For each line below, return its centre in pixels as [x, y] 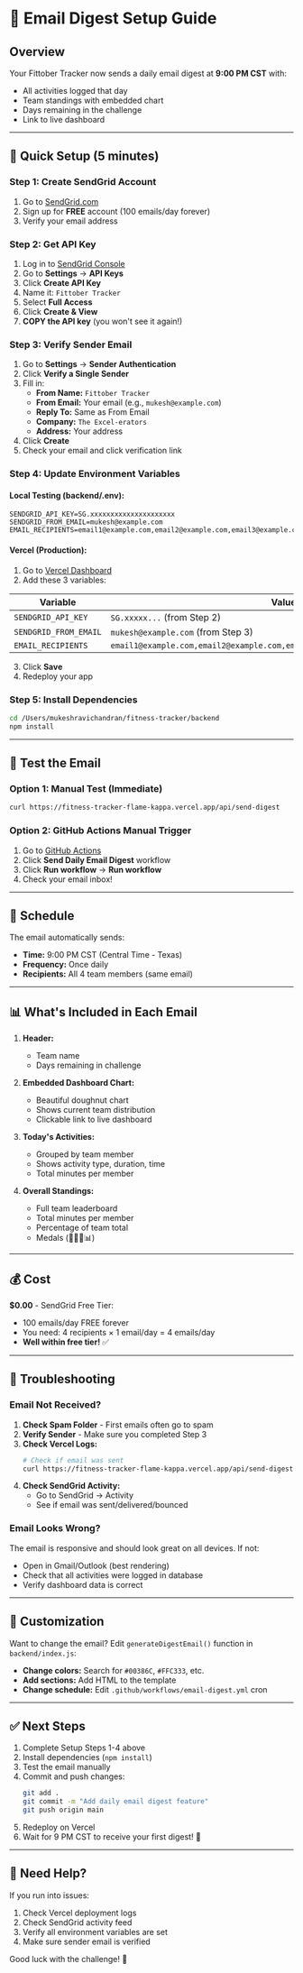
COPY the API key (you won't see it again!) [102, 321]
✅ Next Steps [47, 1726]
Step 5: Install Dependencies [73, 700]
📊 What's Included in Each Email [104, 1012]
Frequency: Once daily [65, 965]
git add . [41, 1794]
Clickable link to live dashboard [94, 1120]
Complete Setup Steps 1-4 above [84, 1748]
